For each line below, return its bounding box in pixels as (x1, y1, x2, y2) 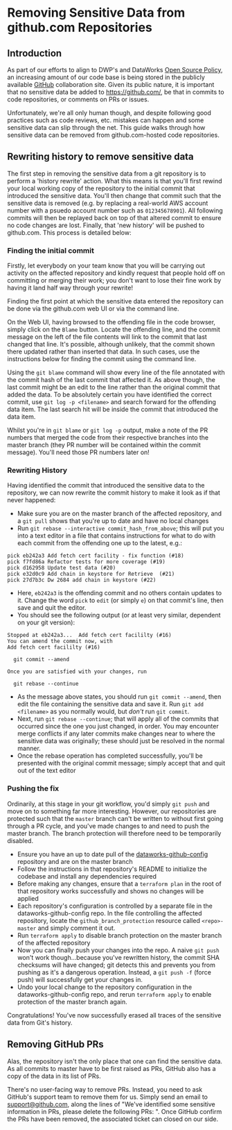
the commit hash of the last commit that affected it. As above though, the (7, 376, 216, 384)
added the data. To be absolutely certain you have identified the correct (7, 390, 213, 399)
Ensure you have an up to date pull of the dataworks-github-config (17, 849, 208, 858)
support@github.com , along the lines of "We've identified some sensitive (7, 1099, 216, 1108)
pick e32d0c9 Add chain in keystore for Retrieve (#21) (7, 571, 175, 578)
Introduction (7, 47, 62, 59)
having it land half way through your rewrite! (7, 283, 134, 292)
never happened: (7, 496, 56, 504)
